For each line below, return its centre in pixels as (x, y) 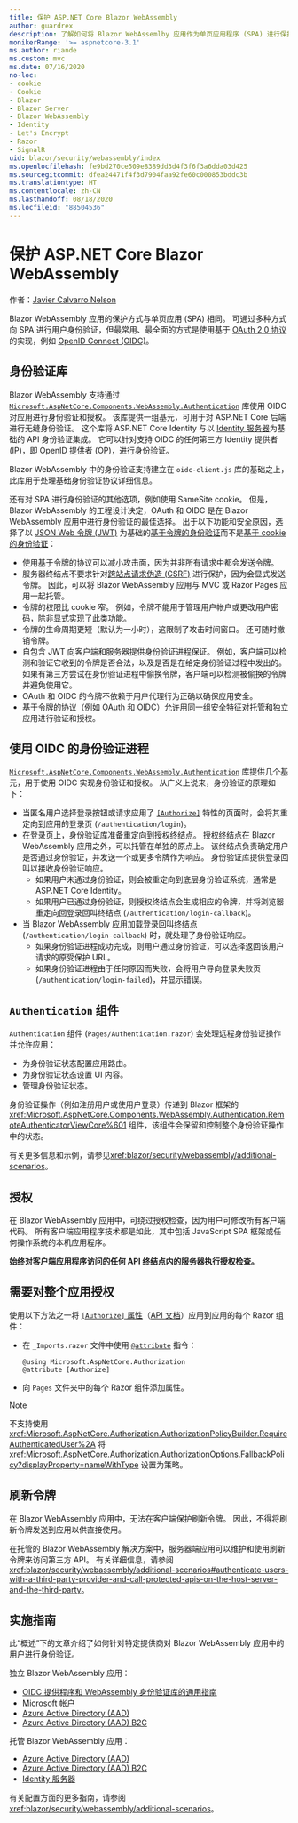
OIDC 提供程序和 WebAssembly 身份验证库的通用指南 (119, 1692)
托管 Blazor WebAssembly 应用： (70, 1741)
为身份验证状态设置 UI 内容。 (75, 1075)
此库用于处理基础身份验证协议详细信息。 (83, 480)
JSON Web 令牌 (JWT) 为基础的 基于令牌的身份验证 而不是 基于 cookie (160, 532)
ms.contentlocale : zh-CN (55, 191)
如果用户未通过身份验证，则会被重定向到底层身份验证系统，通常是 (156, 879)
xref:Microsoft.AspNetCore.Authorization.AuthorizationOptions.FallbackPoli (147, 1454)
